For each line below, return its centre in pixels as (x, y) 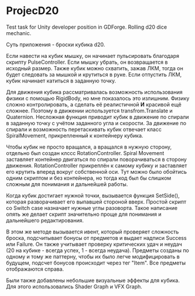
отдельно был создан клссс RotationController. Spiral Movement (85, 153)
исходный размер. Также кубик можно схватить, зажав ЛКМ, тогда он (95, 68)
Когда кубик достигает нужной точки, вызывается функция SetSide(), (93, 195)
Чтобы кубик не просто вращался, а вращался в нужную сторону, (89, 147)
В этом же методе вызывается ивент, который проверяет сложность (93, 232)
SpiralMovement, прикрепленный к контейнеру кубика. (75, 135)
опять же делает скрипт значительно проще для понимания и (84, 214)
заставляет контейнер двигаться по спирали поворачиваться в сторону (97, 159)
